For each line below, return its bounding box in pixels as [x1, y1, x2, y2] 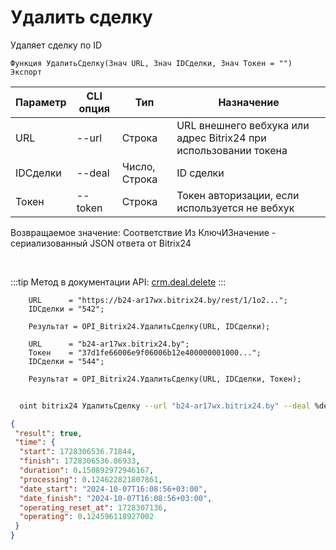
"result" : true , [14, 428, 83, 438]
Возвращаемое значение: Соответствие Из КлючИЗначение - [10, 226, 277, 238]
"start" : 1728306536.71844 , [19, 447, 137, 457]
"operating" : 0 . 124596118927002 [19, 512, 155, 522]
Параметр [15, 95, 67, 109]
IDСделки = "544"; [28, 356, 105, 366]
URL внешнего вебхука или [176, 118, 310, 132]
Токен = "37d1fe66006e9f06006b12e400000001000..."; [28, 347, 262, 358]
